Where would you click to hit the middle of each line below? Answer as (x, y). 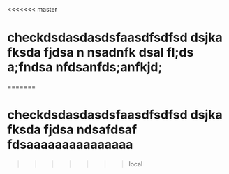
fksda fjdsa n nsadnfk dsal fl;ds (101, 53)
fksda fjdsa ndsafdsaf (72, 130)
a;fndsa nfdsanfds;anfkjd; (85, 67)
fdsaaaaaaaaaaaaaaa (70, 145)
